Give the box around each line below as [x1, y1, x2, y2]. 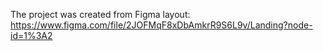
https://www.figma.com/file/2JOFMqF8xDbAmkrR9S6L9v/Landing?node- [10, 19, 313, 31]
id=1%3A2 [10, 30, 53, 41]
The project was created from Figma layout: [10, 9, 191, 20]
